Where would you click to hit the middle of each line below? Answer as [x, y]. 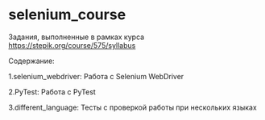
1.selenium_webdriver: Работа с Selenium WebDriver [96, 76]
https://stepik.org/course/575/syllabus [72, 45]
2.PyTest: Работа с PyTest [52, 92]
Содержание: [31, 61]
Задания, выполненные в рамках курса [77, 37]
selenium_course [67, 15]
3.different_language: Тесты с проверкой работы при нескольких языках [133, 107]
